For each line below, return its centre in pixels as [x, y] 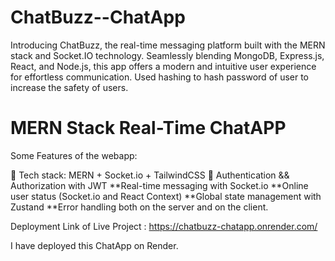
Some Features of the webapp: [74, 155]
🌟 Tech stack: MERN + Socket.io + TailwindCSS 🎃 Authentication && [150, 175]
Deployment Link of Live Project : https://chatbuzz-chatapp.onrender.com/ [164, 226]
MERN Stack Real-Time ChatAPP [148, 128]
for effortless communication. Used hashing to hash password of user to [160, 77]
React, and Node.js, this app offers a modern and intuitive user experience [163, 66]
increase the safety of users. [69, 87]
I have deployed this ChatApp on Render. [94, 245]
